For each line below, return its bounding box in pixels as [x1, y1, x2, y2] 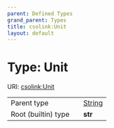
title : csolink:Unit [7, 23, 67, 30]
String [83, 98, 103, 108]
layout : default [7, 29, 54, 37]
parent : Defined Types [7, 10, 73, 17]
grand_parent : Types [7, 17, 67, 24]
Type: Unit [7, 60, 68, 75]
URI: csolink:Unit [7, 83, 55, 91]
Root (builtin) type [10, 109, 70, 119]
